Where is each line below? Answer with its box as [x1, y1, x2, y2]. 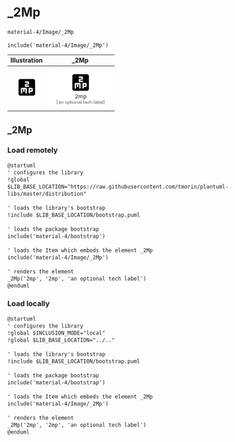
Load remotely [7, 145, 59, 155]
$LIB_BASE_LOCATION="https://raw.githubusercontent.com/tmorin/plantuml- [7, 183, 229, 190]
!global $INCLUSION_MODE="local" [7, 330, 106, 337]
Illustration [10, 56, 44, 64]
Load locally [7, 298, 50, 308]
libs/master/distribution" [7, 190, 87, 197]
